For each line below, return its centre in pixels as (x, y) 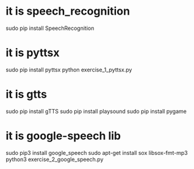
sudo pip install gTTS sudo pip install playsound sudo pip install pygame (96, 111)
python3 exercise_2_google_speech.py (55, 159)
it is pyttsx (33, 53)
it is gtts (26, 94)
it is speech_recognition (68, 11)
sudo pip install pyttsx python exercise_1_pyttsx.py (69, 70)
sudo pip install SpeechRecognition (50, 28)
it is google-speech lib (63, 136)
